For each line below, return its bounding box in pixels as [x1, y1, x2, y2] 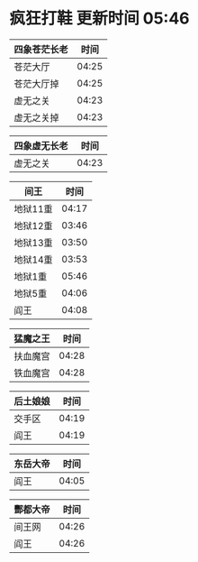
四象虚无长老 [13, 139, 69, 152]
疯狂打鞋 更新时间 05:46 [9, 8, 191, 29]
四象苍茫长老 [13, 42, 69, 55]
